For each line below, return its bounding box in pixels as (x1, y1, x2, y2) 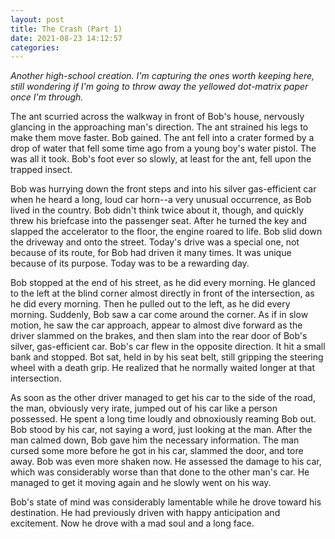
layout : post (10, 14, 65, 25)
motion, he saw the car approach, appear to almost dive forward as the (10, 319, 303, 331)
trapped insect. (10, 164, 73, 176)
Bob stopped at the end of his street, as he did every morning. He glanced (10, 277, 316, 289)
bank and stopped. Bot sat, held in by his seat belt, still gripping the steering (10, 351, 324, 363)
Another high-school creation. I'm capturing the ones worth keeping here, (10, 70, 315, 82)
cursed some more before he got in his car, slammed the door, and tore (10, 445, 304, 457)
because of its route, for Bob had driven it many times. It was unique (10, 247, 292, 259)
